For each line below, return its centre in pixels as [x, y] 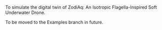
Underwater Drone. [25, 12]
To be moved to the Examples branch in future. [54, 22]
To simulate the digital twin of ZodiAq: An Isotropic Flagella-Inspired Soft [81, 7]
